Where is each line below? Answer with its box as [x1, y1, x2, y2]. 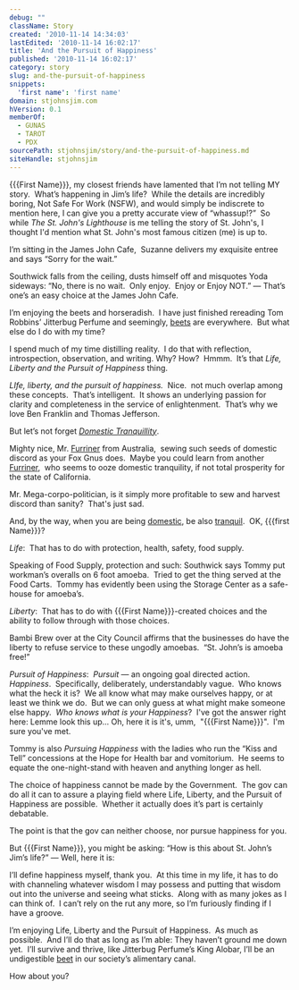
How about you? [9, 970, 70, 981]
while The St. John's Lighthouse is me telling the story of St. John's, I [9, 216, 264, 228]
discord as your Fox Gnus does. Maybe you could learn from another [9, 453, 265, 463]
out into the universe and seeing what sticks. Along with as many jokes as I [9, 888, 287, 899]
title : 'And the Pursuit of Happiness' [9, 47, 158, 55]
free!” [9, 651, 30, 662]
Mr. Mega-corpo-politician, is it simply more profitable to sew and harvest [9, 488, 281, 499]
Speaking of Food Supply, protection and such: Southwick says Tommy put [9, 560, 286, 571]
